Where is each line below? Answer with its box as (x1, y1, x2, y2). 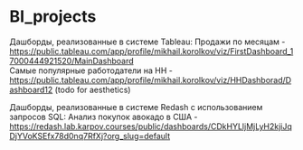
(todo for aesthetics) (54, 84, 131, 95)
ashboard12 (9, 84, 53, 95)
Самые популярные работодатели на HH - (9, 65, 174, 76)
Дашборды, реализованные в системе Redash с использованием (9, 101, 263, 112)
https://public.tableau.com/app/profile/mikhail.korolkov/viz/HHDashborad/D (9, 74, 292, 85)
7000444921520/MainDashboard (9, 55, 134, 66)
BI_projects (9, 6, 97, 27)
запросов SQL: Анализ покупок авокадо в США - (9, 111, 198, 122)
